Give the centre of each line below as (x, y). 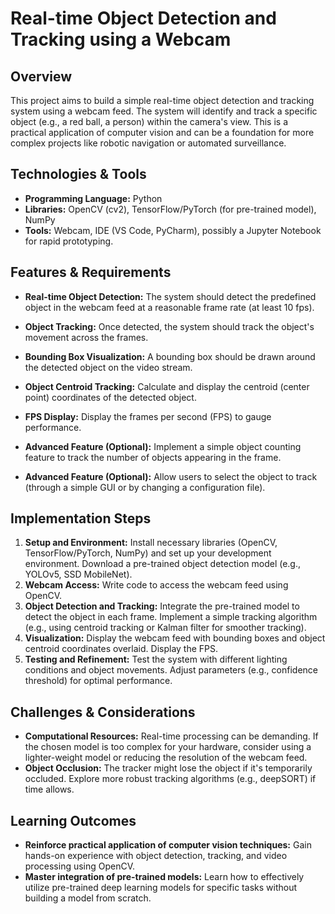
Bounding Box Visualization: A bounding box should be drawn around (170, 356)
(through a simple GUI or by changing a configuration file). (145, 487)
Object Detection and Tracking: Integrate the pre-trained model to (162, 606)
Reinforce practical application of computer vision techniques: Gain (168, 845)
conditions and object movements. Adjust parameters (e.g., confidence (171, 670)
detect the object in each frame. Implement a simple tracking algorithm (171, 617)
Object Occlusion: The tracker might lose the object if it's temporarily (168, 768)
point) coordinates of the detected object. (110, 397)
